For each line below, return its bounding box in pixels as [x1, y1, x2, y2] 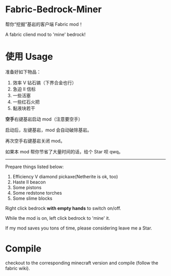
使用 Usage [5, 51, 53, 62]
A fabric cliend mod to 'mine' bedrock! [5, 31, 86, 37]
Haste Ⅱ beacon [12, 179, 46, 185]
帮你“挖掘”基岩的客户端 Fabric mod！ [5, 21, 83, 27]
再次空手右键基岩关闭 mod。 [5, 137, 65, 144]
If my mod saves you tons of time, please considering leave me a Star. [5, 225, 153, 231]
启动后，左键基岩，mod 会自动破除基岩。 [5, 127, 92, 133]
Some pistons [12, 184, 42, 190]
